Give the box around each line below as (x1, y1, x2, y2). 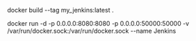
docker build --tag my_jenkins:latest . (7, 6, 114, 14)
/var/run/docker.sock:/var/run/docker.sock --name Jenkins (7, 27, 177, 35)
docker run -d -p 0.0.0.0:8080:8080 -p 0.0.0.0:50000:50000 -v (7, 19, 190, 27)
